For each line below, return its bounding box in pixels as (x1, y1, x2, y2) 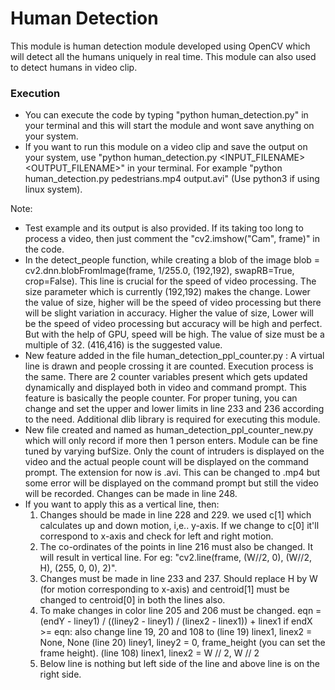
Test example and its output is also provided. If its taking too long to (24, 222, 304, 234)
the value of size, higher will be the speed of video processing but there (24, 297, 322, 309)
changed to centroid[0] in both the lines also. (39, 594, 226, 606)
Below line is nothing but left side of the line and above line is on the (39, 658, 321, 670)
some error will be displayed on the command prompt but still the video (24, 477, 319, 489)
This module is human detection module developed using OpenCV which (10, 40, 311, 52)
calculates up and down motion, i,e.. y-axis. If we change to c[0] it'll (39, 520, 320, 532)
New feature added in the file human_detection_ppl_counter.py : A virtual (24, 350, 325, 362)
